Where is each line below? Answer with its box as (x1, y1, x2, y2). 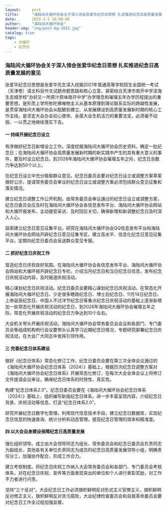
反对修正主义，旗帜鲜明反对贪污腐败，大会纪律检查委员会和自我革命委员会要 (5, 493, 162, 499)
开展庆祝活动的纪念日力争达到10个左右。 (26, 310, 110, 316)
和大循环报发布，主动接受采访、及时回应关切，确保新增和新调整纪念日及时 (5, 208, 158, 215)
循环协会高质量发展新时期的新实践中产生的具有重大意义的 (39, 150, 158, 156)
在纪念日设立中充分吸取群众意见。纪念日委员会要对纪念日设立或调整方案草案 (5, 173, 162, 179)
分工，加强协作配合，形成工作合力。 (9, 453, 83, 459)
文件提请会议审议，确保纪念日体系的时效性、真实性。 (5, 376, 114, 382)
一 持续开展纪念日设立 (5, 131, 50, 137)
